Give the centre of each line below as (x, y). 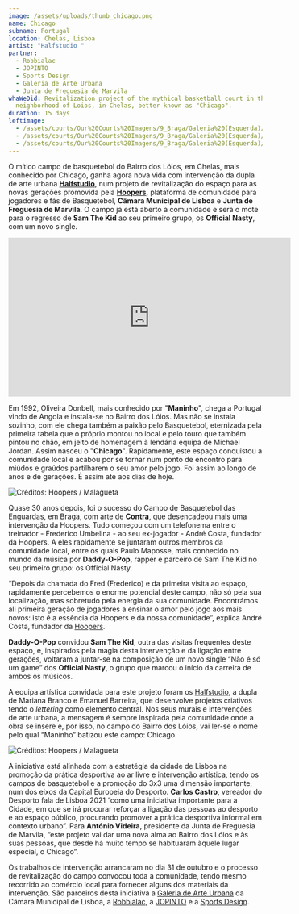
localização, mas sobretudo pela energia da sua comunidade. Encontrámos (133, 600)
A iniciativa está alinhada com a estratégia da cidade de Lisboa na (118, 766)
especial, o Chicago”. (44, 851)
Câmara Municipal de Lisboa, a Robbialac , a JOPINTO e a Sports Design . (129, 901)
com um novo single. (43, 226)
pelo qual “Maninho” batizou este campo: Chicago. (93, 734)
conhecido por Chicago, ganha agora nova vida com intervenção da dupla (132, 175)
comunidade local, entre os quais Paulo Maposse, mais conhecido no (124, 550)
